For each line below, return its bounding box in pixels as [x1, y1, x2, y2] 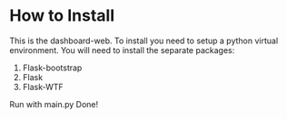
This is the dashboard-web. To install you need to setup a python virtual [9, 35, 279, 46]
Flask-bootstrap [22, 62, 83, 73]
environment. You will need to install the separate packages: [9, 44, 235, 55]
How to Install [9, 5, 115, 26]
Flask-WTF [22, 81, 64, 92]
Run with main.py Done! [9, 98, 99, 109]
